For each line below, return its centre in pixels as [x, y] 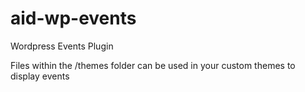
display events [40, 76]
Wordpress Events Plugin [62, 46]
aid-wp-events [73, 18]
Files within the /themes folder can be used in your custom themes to [153, 65]
